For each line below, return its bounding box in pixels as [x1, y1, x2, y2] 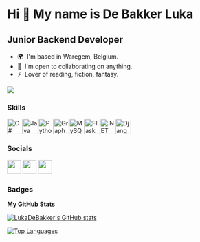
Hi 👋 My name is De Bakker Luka [7, 6, 194, 22]
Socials [7, 144, 32, 154]
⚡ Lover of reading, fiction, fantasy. [16, 70, 119, 78]
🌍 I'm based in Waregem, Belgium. [16, 52, 119, 61]
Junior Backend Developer [7, 34, 124, 46]
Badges [7, 184, 33, 194]
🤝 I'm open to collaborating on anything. [16, 62, 133, 70]
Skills [7, 103, 26, 112]
